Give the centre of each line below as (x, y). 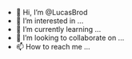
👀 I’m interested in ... (50, 21)
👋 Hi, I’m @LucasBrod (52, 12)
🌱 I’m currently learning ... (58, 29)
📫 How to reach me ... (53, 47)
